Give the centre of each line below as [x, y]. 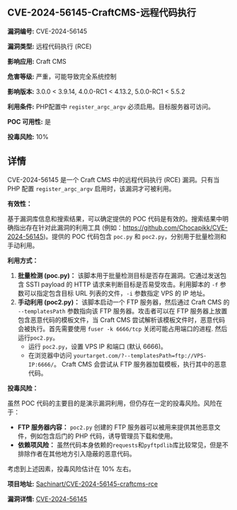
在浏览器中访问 [50, 355]
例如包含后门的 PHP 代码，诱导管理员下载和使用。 [103, 436]
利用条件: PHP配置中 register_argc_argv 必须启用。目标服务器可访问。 [111, 106]
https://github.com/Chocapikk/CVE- [175, 227]
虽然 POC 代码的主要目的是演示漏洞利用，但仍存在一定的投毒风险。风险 [112, 403]
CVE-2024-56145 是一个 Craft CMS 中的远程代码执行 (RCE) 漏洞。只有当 [114, 179]
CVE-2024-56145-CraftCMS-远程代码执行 [102, 13]
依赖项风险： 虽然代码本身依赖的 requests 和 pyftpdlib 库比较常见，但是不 [123, 445]
